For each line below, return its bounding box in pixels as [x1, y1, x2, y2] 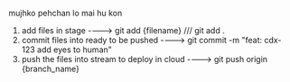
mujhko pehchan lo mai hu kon [8, 8, 123, 18]
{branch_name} [21, 63, 80, 74]
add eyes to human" [36, 44, 112, 55]
